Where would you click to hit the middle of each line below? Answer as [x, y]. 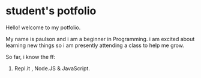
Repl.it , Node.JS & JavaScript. [52, 68]
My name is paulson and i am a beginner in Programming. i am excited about [100, 39]
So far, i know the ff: [31, 57]
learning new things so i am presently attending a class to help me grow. [95, 45]
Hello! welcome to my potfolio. [43, 27]
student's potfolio [51, 11]
